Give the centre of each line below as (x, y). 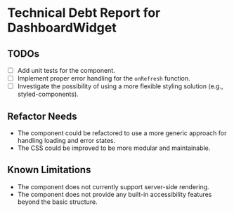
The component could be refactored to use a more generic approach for (122, 133)
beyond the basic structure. (57, 202)
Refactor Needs (42, 116)
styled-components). (48, 94)
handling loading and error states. (66, 140)
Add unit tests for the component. (66, 70)
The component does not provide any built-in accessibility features (115, 194)
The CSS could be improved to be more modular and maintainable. (114, 148)
